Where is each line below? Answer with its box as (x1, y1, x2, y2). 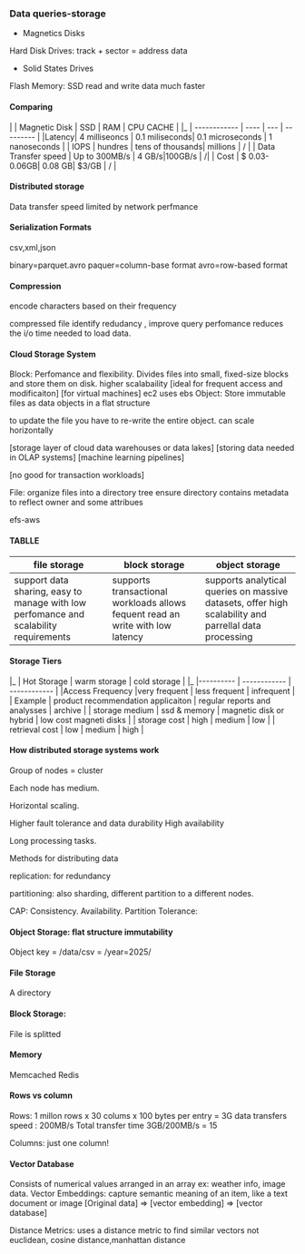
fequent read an (112, 607, 181, 620)
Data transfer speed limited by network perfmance (9, 201, 199, 211)
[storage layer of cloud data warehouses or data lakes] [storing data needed (9, 443, 295, 454)
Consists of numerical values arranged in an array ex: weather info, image (9, 1179, 286, 1190)
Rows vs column (9, 1090, 73, 1101)
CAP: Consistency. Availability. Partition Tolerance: (9, 906, 198, 916)
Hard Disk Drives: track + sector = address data (9, 45, 188, 56)
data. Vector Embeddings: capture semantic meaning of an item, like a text (9, 1188, 289, 1200)
